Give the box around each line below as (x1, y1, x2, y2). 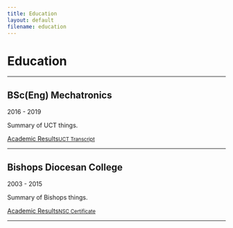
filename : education (7, 23, 67, 30)
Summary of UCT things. (7, 121, 78, 129)
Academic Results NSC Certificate (7, 206, 96, 215)
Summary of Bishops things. (7, 193, 88, 202)
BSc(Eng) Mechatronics (7, 89, 112, 101)
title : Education (7, 10, 58, 17)
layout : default (7, 17, 54, 24)
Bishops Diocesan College (7, 161, 123, 173)
